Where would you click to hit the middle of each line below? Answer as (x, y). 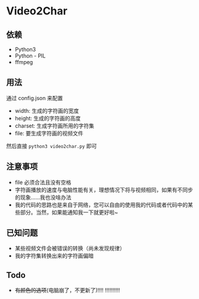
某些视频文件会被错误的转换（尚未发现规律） (70, 248)
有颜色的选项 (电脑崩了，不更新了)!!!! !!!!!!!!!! (68, 290)
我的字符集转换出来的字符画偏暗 (54, 256)
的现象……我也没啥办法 (43, 197)
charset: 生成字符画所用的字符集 (54, 126)
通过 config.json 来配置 (35, 98)
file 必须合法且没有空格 (43, 182)
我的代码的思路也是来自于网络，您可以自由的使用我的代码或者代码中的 (101, 204)
